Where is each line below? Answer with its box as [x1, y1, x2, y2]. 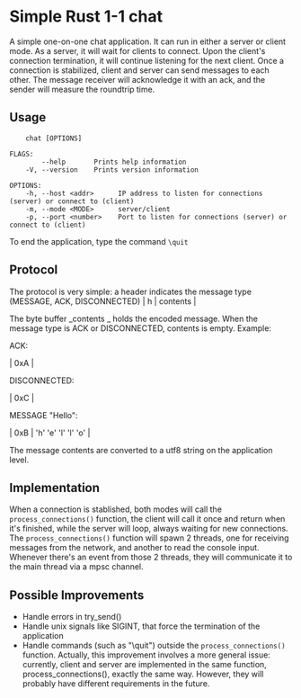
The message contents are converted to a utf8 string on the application [9, 444, 273, 455]
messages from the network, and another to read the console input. [9, 542, 260, 553]
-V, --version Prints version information [25, 165, 199, 174]
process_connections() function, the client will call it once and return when [9, 514, 286, 524]
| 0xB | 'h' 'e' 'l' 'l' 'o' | [9, 427, 91, 438]
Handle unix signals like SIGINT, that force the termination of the [22, 621, 261, 631]
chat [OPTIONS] [25, 133, 83, 143]
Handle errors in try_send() [22, 612, 122, 622]
